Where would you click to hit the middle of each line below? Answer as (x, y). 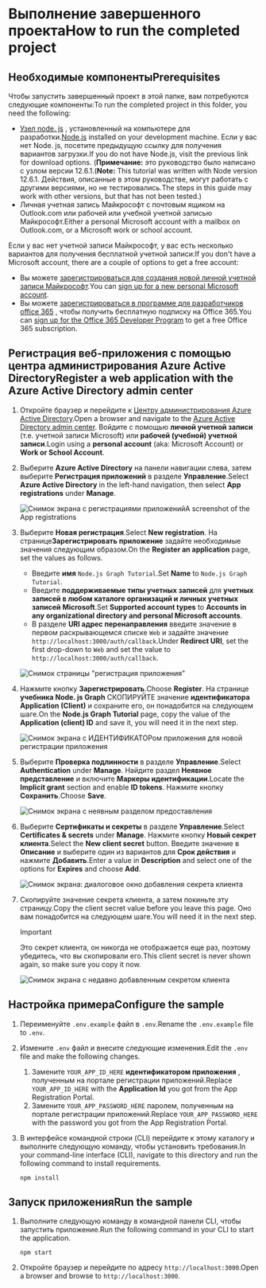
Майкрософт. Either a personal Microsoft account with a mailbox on (130, 221)
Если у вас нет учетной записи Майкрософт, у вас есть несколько (121, 245)
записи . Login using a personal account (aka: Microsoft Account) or (131, 443)
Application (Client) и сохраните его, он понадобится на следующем (137, 705)
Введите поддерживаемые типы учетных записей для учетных (143, 590)
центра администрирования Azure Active (117, 366)
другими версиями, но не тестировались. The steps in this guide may (136, 187)
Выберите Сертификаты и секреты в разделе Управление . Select (132, 826)
